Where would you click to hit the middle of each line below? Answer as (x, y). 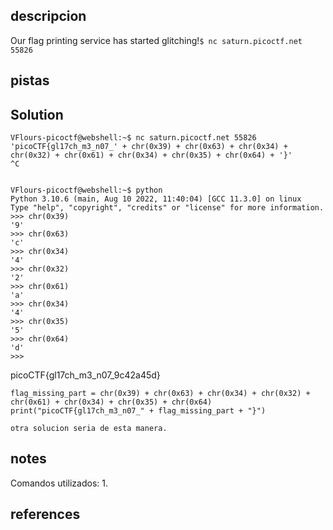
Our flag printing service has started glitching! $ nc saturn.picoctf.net (156, 40)
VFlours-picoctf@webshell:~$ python (86, 190)
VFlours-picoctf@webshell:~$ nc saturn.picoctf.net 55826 (133, 138)
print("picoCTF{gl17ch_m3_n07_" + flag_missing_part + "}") (138, 411)
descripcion (48, 16)
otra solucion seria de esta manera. (89, 429)
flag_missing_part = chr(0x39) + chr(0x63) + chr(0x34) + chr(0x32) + (160, 394)
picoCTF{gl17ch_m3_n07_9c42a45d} (85, 375)
